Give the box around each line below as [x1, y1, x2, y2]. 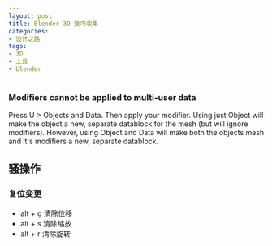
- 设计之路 [8, 34, 41, 43]
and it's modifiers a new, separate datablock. [8, 136, 159, 147]
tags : [8, 42, 27, 51]
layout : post [8, 11, 53, 20]
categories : [8, 27, 49, 35]
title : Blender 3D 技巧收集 [8, 20, 99, 28]
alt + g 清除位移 [19, 209, 73, 218]
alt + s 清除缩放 [19, 218, 72, 228]
